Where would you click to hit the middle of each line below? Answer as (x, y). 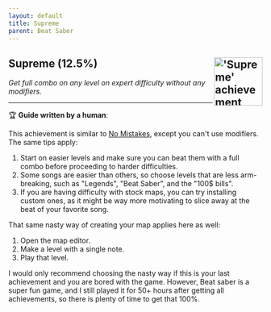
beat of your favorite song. (64, 210)
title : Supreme (34, 23)
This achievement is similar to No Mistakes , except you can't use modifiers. (133, 134)
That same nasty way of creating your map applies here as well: (115, 225)
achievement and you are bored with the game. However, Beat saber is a (129, 282)
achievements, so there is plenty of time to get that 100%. (104, 299)
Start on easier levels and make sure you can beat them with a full (129, 158)
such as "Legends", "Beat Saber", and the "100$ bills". (144, 184)
